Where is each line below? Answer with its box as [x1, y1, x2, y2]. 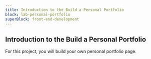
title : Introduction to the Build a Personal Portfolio [5, 7, 124, 12]
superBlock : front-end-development [5, 16, 79, 21]
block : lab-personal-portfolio [5, 12, 70, 17]
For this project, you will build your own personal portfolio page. [5, 48, 136, 54]
